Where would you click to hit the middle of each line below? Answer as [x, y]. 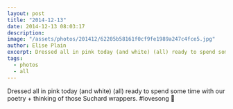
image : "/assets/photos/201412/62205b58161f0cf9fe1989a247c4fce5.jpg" [111, 39]
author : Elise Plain [37, 46]
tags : [15, 59]
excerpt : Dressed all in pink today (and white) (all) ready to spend [111, 52]
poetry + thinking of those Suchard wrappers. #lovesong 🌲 [91, 98]
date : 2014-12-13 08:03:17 [46, 26]
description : [26, 33]
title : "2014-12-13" [37, 20]
